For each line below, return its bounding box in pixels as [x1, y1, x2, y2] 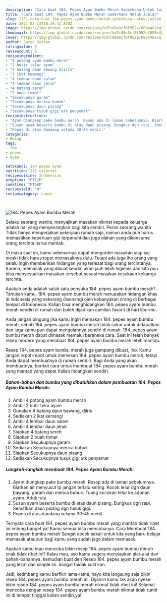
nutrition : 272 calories [5, 168, 57, 174]
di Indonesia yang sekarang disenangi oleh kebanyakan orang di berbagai [5, 296, 157, 302]
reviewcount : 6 [5, 49, 37, 54]
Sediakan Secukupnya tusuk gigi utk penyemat [12, 455, 109, 461]
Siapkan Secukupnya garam [12, 439, 70, 445]
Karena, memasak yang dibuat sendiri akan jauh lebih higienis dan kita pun [5, 265, 158, 271]
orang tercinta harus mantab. [5, 240, 65, 246]
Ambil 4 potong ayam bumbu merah [12, 397, 86, 403]
